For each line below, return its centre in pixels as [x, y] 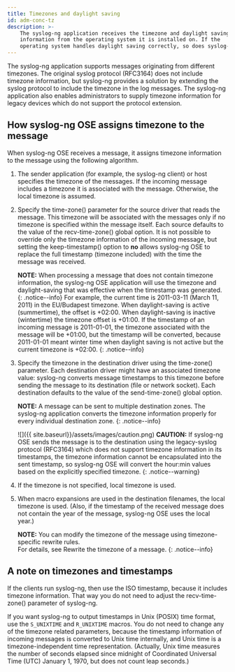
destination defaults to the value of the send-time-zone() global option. [120, 393]
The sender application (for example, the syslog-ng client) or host [112, 174]
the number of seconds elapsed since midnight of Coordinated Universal [112, 653]
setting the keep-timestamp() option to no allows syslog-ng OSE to [114, 247]
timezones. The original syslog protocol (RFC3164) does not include [105, 73]
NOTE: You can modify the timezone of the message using [102, 534]
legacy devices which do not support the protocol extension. [95, 103]
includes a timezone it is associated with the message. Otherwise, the [118, 189]
